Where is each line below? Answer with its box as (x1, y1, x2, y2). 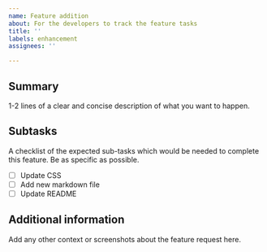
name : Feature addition (8, 11, 89, 20)
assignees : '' (8, 42, 57, 50)
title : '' (8, 27, 42, 35)
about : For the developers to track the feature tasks (8, 20, 198, 28)
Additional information (8, 213, 125, 227)
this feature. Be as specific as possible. (8, 154, 140, 164)
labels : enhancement (8, 34, 79, 43)
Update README (19, 189, 77, 198)
